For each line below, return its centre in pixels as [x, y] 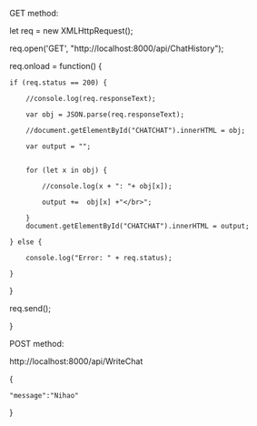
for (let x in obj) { [66, 170]
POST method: [37, 344]
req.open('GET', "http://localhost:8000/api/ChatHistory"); [117, 48]
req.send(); [30, 308]
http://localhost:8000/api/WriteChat [76, 361]
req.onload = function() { [56, 66]
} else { [26, 242]
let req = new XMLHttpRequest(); [71, 30]
